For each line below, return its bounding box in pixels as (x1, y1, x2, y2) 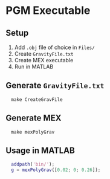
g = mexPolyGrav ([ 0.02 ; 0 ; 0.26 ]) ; (11, 167, 101, 173)
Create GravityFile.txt (14, 50, 74, 57)
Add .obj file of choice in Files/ (14, 44, 95, 51)
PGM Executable (5, 4, 91, 18)
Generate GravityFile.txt (5, 80, 105, 91)
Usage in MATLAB (5, 146, 75, 156)
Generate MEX (5, 113, 62, 123)
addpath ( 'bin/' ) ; (11, 161, 55, 168)
